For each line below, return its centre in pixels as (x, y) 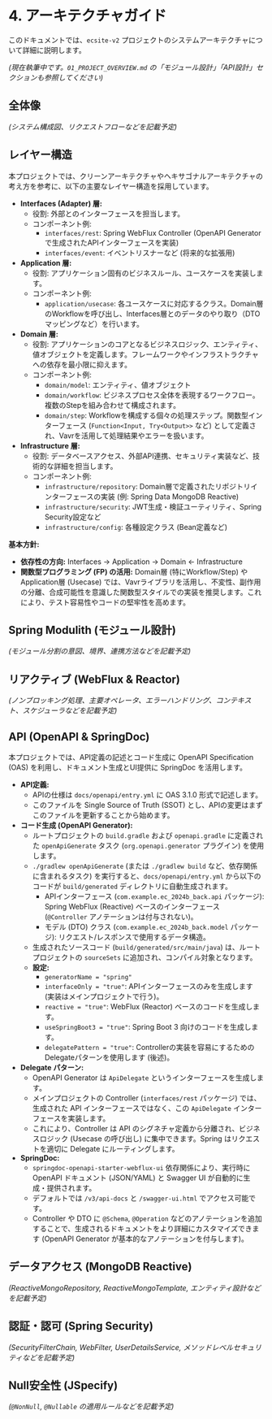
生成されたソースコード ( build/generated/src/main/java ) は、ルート (147, 947)
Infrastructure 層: (50, 445)
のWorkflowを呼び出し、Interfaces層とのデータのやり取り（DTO (152, 314)
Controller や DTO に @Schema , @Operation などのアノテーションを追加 (147, 1218)
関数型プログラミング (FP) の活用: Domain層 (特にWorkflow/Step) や (134, 571)
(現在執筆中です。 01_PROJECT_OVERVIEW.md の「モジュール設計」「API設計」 (132, 67)
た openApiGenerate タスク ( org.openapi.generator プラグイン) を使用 (148, 846)
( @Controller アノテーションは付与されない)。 (121, 917)
